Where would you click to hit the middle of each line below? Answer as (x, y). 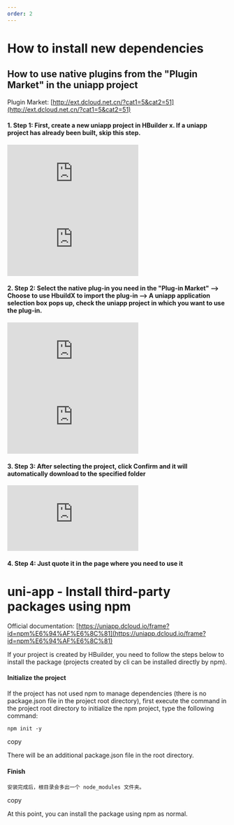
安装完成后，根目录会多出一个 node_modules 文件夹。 (76, 788)
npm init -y (24, 728)
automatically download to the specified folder (76, 473)
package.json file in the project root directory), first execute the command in (117, 700)
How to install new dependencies (105, 48)
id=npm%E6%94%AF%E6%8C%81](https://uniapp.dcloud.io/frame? (107, 633)
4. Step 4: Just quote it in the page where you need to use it (95, 563)
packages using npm (69, 607)
